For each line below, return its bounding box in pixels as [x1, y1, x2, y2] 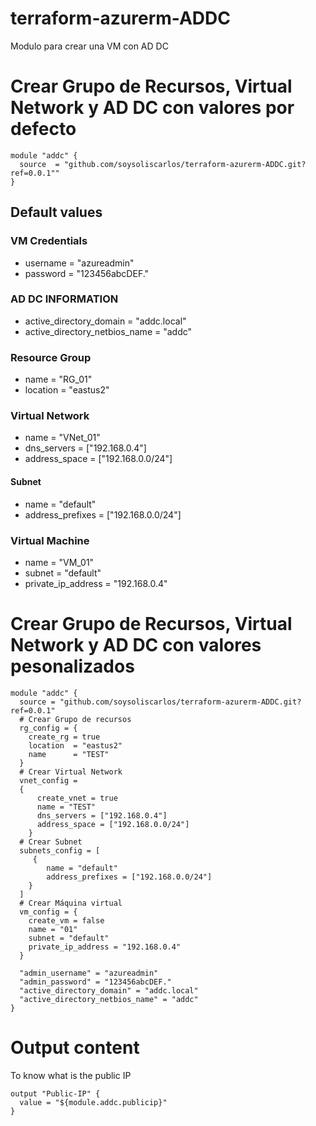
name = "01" [28, 924, 78, 934]
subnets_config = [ [19, 845, 101, 856]
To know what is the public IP [10, 1069, 132, 1081]
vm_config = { [19, 907, 78, 917]
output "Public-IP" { [10, 1088, 101, 1099]
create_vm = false [28, 915, 105, 926]
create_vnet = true [36, 793, 118, 803]
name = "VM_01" [24, 556, 95, 568]
